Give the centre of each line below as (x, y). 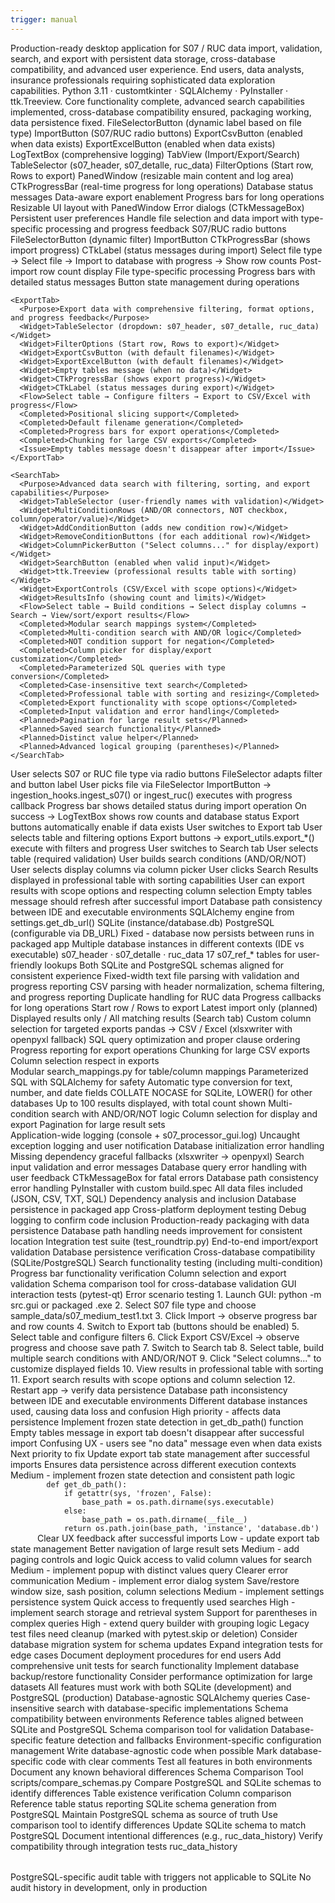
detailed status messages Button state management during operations (155, 282)
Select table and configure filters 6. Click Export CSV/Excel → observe (155, 1337)
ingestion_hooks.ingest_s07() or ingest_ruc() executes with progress (151, 795)
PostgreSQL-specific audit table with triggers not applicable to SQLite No (161, 1877)
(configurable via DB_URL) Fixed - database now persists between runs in (162, 933)
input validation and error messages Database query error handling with (158, 1167)
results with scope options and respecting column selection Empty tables (161, 890)
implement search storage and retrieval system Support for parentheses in (164, 1612)
